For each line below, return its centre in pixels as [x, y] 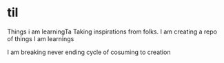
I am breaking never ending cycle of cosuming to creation [89, 52]
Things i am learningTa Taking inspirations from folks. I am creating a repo [112, 32]
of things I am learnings [41, 38]
